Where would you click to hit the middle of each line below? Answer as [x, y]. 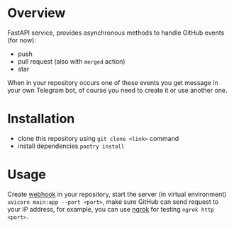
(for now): [22, 40]
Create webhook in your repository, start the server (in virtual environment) [117, 194]
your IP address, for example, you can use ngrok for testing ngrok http [111, 209]
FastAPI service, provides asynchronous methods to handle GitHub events [116, 33]
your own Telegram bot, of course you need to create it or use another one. [118, 90]
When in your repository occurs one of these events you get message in [113, 82]
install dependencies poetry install [71, 146]
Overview [37, 13]
